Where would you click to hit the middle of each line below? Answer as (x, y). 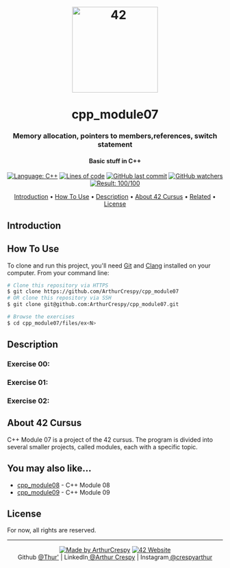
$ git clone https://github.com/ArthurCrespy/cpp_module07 (93, 292)
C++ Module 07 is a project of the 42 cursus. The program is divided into (110, 439)
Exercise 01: (28, 382)
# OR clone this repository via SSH (59, 298)
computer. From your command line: (58, 272)
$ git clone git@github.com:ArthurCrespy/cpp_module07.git (93, 305)
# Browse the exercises (41, 317)
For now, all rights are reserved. (52, 530)
